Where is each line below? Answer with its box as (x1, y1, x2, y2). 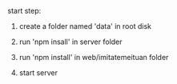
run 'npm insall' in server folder (18, 37, 123, 46)
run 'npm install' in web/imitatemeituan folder (18, 53, 169, 62)
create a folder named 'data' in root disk (18, 22, 151, 30)
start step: (7, 6, 42, 15)
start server (18, 68, 58, 78)
